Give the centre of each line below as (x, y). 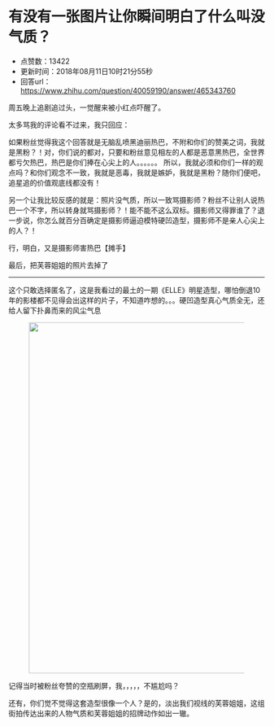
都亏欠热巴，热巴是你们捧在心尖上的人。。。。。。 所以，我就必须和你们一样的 (132, 162)
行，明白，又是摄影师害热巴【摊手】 (69, 247)
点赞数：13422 (45, 61)
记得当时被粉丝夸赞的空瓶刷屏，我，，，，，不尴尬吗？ (94, 685)
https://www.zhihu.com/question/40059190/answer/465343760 (128, 90)
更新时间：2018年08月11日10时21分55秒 (86, 71)
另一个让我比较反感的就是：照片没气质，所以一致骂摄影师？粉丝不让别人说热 (137, 199)
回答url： (35, 81)
